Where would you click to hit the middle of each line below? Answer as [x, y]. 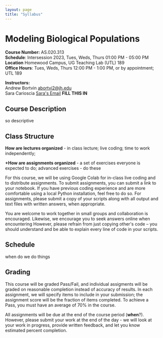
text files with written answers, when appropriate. [55, 204]
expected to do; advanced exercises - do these [53, 168]
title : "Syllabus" [24, 14]
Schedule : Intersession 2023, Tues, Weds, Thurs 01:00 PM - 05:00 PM [77, 58]
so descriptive [19, 121]
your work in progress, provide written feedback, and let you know [73, 325]
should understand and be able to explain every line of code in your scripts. [82, 229]
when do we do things [28, 257]
